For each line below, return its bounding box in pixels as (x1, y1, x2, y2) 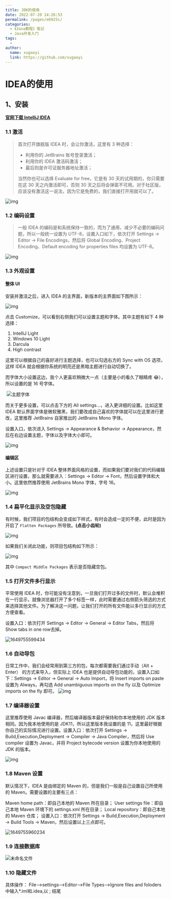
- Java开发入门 (10, 31, 39, 36)
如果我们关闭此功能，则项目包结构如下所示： (5, 543, 99, 549)
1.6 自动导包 (5, 650, 35, 657)
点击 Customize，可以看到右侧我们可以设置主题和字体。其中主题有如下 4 (5, 314, 158, 320)
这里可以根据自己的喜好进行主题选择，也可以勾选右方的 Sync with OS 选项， (5, 357, 165, 363)
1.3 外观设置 (5, 267, 35, 274)
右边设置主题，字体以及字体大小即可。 (14, 432, 95, 438)
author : (5, 45, 22, 50)
